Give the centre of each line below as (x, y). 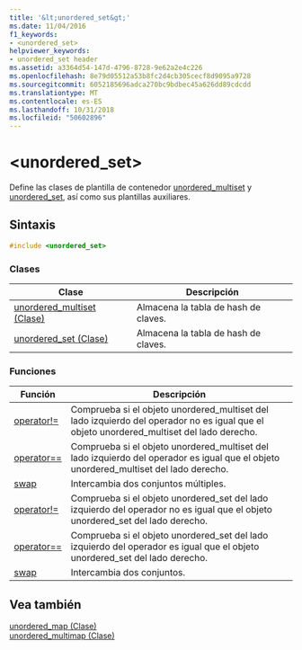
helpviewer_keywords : (50, 51)
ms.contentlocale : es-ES (56, 101)
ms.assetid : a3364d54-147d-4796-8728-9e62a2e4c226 (106, 68)
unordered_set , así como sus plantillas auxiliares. (100, 197)
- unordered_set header (54, 59)
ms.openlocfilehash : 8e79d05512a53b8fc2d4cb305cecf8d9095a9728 (130, 76)
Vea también (45, 605)
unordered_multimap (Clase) (62, 636)
